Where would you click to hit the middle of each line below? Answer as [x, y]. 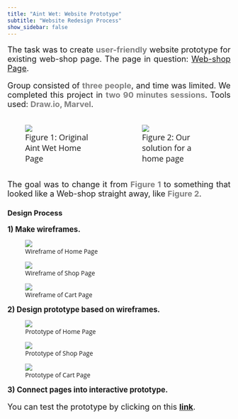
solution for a [166, 148]
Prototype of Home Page [61, 331]
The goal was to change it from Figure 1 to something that [119, 185]
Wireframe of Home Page [62, 251]
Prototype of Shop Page [59, 353]
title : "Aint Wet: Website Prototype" [64, 14]
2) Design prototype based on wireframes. [84, 309]
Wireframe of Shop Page [60, 273]
